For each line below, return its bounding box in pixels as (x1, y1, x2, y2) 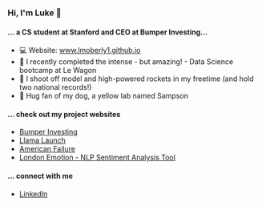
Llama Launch (18, 135, 66, 145)
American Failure (18, 144, 75, 154)
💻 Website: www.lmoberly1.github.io (18, 46, 141, 55)
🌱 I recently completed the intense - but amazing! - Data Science (18, 57, 234, 67)
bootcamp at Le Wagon (18, 66, 97, 75)
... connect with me (7, 171, 74, 180)
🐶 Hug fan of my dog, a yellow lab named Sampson (18, 91, 189, 101)
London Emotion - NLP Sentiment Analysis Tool (18, 152, 175, 163)
